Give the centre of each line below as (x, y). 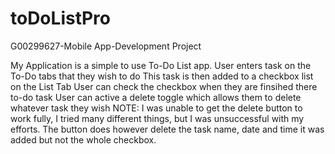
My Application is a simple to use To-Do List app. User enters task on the (161, 65)
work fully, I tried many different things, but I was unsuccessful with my (157, 118)
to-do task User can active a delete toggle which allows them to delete (156, 97)
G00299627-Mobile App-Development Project (106, 46)
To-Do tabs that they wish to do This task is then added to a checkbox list (162, 76)
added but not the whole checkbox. (83, 139)
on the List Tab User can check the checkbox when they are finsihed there (164, 86)
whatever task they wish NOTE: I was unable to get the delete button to (156, 108)
